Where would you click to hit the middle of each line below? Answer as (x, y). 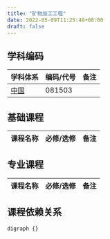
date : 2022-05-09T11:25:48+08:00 (55, 20)
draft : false (26, 26)
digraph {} (23, 229)
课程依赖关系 (35, 212)
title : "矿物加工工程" (37, 13)
